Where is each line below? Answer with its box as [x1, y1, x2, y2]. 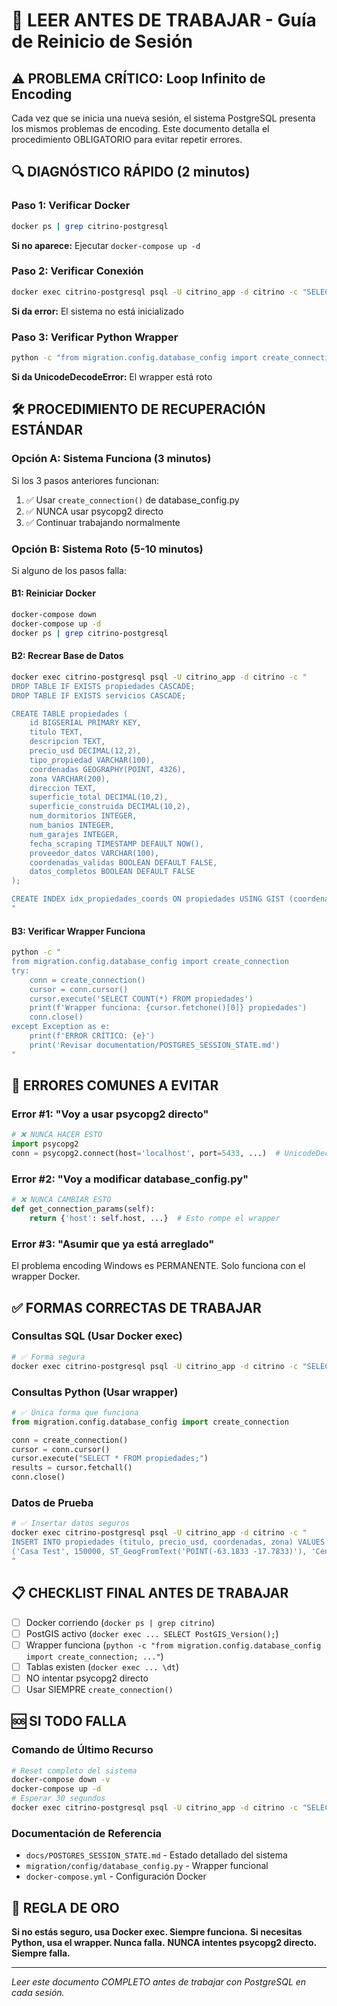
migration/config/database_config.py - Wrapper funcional [25, 1860, 269, 1872]
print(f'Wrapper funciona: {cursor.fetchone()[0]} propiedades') [29, 1003, 308, 1013]
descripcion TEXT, [29, 737, 106, 747]
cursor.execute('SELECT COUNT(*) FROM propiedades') [29, 994, 254, 1004]
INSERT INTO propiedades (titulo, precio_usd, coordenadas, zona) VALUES [11, 1537, 326, 1548]
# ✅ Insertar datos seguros [11, 1519, 131, 1529]
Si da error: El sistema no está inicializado [11, 305, 184, 317]
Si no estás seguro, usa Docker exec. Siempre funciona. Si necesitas [11, 1926, 303, 1938]
